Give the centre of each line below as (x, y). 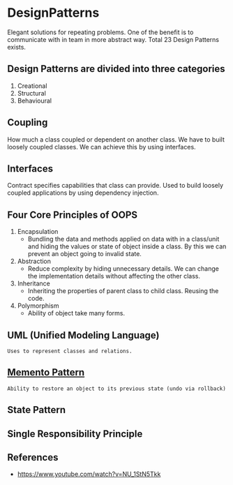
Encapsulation (38, 232)
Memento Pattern (46, 372)
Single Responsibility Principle (75, 434)
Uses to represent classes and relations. (70, 351)
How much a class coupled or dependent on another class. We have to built (116, 139)
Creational (32, 86)
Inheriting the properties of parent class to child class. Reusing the (123, 291)
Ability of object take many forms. (76, 313)
